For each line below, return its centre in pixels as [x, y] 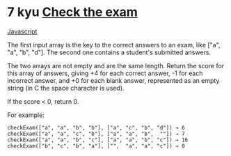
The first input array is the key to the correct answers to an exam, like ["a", [114, 45]
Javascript [22, 31]
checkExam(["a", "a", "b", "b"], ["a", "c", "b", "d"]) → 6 [96, 127]
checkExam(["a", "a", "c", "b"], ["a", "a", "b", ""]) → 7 [96, 134]
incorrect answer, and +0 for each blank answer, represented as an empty [113, 80]
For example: [26, 115]
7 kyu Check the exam [72, 12]
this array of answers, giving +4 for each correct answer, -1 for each [105, 73]
